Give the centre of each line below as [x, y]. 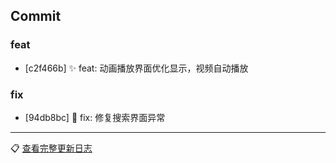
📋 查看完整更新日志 [51, 148]
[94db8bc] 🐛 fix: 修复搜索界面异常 [95, 117]
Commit [36, 16]
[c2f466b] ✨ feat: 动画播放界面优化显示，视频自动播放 [136, 68]
